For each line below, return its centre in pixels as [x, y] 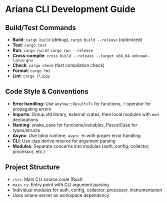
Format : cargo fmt [31, 70]
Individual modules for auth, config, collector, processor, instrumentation [87, 190]
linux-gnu [23, 60]
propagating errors [32, 109]
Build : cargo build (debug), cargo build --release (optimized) [77, 39]
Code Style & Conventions [47, 92]
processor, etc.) [29, 151]
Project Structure [32, 167]
